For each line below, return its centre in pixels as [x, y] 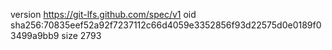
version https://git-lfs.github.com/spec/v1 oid [103, 14]
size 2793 [81, 35]
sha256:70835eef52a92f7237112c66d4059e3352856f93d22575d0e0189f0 [166, 25]
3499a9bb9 [35, 35]
